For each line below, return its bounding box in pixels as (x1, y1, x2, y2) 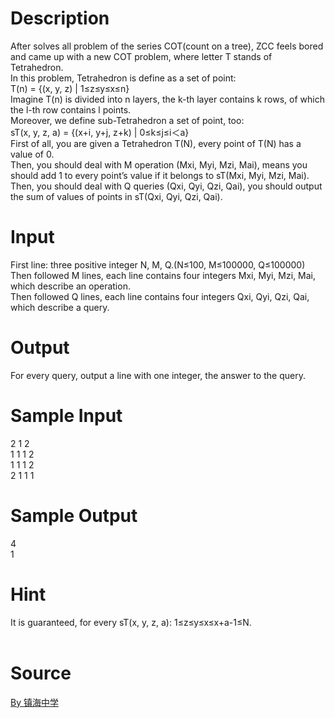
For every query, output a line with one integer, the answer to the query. (10, 369, 306, 381)
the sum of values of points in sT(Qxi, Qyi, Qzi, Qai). (10, 190, 223, 202)
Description (10, 7, 110, 30)
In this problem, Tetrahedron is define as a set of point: (10, 72, 237, 84)
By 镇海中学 (10, 696, 59, 708)
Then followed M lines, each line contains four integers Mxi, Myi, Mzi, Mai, (10, 269, 317, 281)
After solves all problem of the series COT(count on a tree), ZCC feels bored (10, 40, 324, 52)
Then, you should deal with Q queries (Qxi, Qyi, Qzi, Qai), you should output (10, 180, 323, 192)
